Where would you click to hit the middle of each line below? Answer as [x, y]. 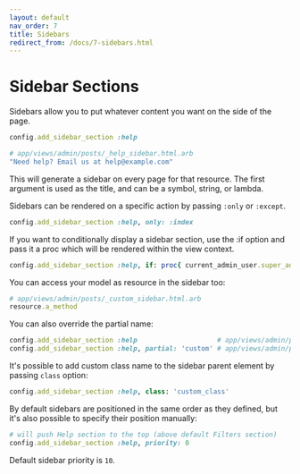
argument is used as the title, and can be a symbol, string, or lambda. [137, 188]
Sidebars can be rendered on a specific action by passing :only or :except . [148, 206]
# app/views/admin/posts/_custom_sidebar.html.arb [105, 299]
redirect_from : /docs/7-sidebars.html [81, 42]
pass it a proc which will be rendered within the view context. [122, 249]
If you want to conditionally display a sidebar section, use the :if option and [147, 239]
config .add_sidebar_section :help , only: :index [101, 222]
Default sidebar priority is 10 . [62, 460]
